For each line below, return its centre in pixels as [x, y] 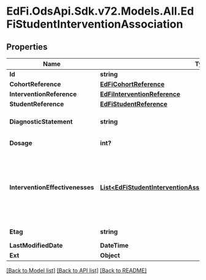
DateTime [114, 245]
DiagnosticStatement [41, 122]
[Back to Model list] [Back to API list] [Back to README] [77, 271]
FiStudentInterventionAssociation [95, 24]
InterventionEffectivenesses [52, 187]
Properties [27, 47]
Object [110, 255]
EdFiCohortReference [132, 84]
